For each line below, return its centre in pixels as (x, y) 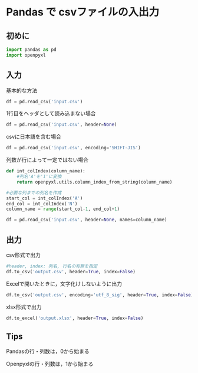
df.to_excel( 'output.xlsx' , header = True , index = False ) (75, 318)
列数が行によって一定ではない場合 (47, 160)
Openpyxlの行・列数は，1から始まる (50, 364)
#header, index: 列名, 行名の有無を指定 (52, 266)
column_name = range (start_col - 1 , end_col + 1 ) (63, 209)
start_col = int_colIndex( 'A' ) (44, 198)
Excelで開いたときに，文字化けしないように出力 (64, 283)
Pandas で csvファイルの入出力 (83, 12)
